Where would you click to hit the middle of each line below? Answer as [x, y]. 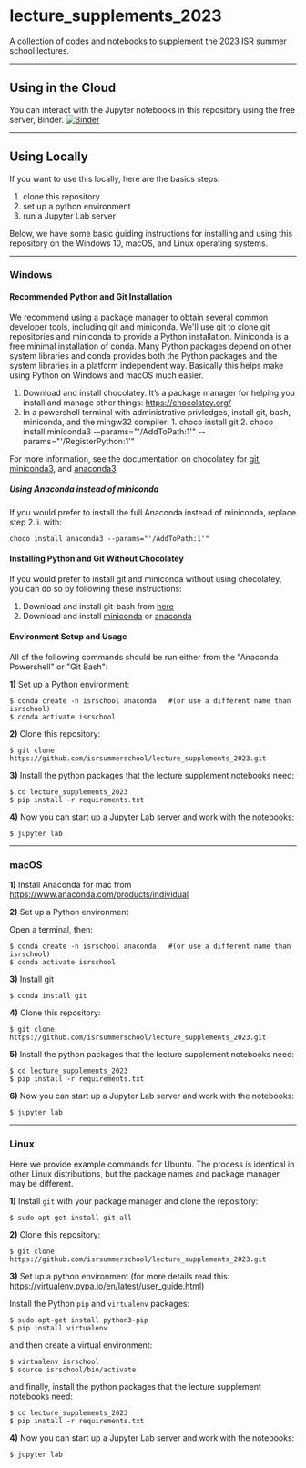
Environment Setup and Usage [68, 637]
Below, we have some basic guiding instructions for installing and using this [151, 233]
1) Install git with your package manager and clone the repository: [134, 1201]
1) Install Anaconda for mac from [71, 885]
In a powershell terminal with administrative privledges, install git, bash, [157, 412]
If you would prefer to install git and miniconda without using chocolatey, [146, 578]
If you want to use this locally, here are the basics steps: [115, 178]
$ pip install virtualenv [58, 1328]
